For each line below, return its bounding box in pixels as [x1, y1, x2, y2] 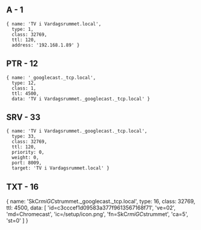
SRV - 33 [6, 112, 41, 123]
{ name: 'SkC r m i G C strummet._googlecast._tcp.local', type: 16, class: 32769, [6, 198, 196, 205]
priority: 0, [12, 149, 45, 156]
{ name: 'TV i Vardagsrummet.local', [6, 21, 102, 27]
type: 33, [12, 133, 36, 140]
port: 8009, [12, 160, 42, 166]
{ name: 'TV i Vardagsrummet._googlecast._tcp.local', [6, 128, 148, 134]
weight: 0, [12, 154, 39, 161]
